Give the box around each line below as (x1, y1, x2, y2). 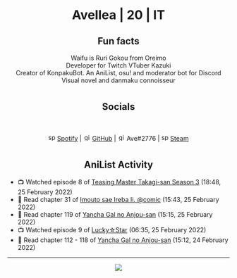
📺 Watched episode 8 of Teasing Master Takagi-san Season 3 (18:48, (17, 178, 221, 187)
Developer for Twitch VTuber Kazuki (66, 61, 171, 70)
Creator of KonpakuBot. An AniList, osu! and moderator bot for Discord (16, 69, 221, 77)
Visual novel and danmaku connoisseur (61, 76, 176, 84)
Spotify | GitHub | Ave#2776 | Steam (56, 134, 189, 142)
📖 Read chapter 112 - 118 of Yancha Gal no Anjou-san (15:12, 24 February (17, 236, 229, 244)
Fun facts (97, 35, 140, 47)
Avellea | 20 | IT (71, 7, 166, 23)
